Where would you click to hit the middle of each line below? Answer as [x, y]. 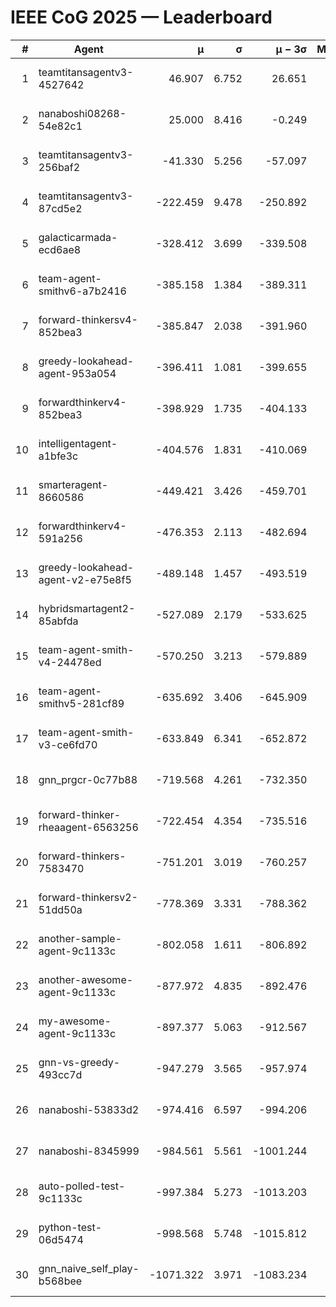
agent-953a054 [77, 373]
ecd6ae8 [60, 249]
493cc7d [60, 1074]
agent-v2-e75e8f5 [85, 579]
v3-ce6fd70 [68, 744]
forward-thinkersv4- [88, 319]
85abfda [58, 621]
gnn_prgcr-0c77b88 [88, 779]
